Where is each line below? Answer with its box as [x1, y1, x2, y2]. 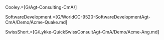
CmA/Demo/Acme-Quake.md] [5, 19, 68, 25]
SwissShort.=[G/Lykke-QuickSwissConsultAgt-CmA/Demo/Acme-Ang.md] [5, 29, 159, 34]
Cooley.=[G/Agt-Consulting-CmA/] [5, 4, 77, 10]
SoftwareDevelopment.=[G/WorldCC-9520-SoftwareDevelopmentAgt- [5, 14, 151, 19]
